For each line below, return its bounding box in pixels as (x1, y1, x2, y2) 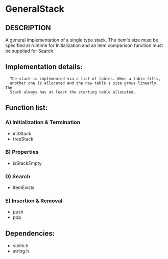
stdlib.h (12, 243, 29, 249)
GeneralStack (5, 3, 65, 15)
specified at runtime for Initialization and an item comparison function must (5, 42, 163, 49)
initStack (12, 130, 32, 136)
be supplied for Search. (5, 48, 55, 54)
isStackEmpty (12, 160, 42, 166)
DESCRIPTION (5, 23, 51, 32)
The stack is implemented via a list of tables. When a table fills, (10, 76, 161, 81)
